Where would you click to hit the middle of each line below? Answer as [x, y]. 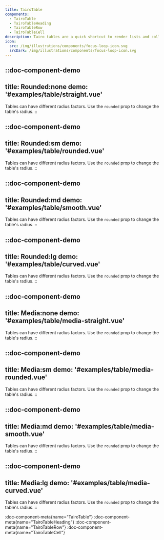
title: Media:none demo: [42, 313]
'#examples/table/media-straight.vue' [65, 321]
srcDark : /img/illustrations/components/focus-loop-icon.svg [73, 50]
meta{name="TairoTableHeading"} [40, 522]
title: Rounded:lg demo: [41, 256]
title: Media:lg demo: [37, 483]
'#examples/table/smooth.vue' [53, 207]
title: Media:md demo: [39, 426]
